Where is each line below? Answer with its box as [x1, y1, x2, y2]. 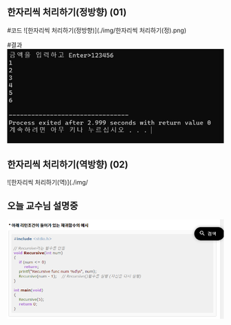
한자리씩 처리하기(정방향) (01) [7, 6, 127, 19]
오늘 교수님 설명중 [7, 200, 78, 212]
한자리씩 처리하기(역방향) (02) [7, 158, 129, 170]
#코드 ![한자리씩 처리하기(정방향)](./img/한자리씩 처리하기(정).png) [7, 26, 187, 34]
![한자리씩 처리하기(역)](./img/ [7, 178, 88, 186]
